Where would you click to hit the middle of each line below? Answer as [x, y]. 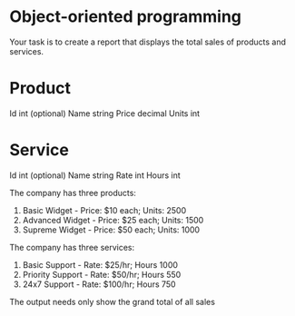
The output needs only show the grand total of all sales [113, 301]
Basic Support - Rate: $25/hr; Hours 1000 [100, 264]
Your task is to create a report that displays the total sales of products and [148, 42]
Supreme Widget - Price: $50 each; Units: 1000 [111, 230]
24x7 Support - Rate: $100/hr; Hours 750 [99, 284]
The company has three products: [73, 193]
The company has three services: [72, 247]
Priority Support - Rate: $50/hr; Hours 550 [102, 274]
